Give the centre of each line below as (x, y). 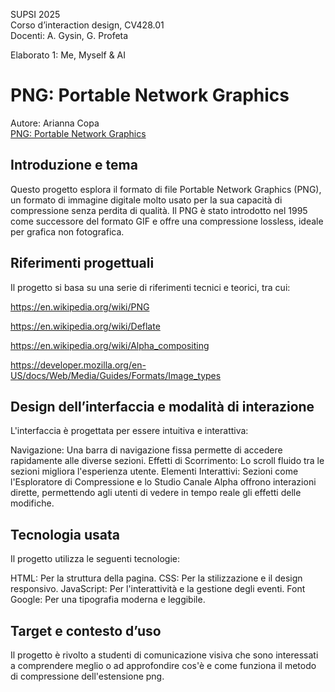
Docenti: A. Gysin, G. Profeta (69, 35)
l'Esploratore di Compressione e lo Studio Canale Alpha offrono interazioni (163, 482)
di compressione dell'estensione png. (87, 676)
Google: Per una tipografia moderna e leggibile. (108, 600)
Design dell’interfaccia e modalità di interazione (162, 406)
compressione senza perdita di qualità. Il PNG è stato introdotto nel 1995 (159, 210)
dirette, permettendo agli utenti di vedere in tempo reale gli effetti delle (156, 493)
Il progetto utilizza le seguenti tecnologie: (95, 559)
